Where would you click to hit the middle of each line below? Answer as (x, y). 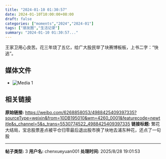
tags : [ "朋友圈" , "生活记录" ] (33, 28)
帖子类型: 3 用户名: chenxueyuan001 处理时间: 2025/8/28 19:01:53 (73, 151)
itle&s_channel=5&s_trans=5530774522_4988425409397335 (68, 123)
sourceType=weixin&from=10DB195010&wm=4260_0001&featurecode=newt (83, 118)
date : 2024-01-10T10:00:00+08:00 (40, 14)
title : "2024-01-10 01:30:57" (36, 10)
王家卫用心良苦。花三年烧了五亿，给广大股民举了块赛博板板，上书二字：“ (80, 47)
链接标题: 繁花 (146, 123)
